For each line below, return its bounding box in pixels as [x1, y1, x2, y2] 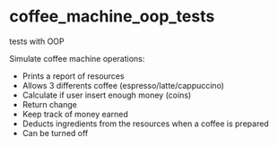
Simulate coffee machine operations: [9, 53, 145, 64]
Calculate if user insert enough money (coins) [22, 90, 192, 100]
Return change [22, 99, 78, 109]
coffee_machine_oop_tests [9, 6, 215, 27]
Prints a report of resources [22, 70, 125, 82]
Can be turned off [22, 127, 89, 138]
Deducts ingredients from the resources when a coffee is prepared [22, 118, 269, 129]
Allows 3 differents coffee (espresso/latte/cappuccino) [22, 80, 224, 90]
